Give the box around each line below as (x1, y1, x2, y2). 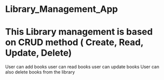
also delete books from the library (5, 69, 75, 75)
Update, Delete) (5, 47, 72, 59)
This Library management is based (5, 26, 153, 38)
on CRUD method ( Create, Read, (5, 37, 144, 48)
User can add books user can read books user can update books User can (5, 64, 159, 70)
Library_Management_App (5, 3, 118, 15)
